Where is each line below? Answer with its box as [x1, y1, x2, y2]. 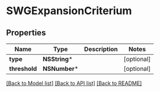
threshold [9, 65, 37, 73]
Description [84, 45, 119, 53]
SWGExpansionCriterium [6, 4, 132, 18]
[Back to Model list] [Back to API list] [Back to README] [6, 80, 142, 87]
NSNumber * [42, 65, 79, 73]
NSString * [42, 55, 73, 63]
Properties [6, 28, 46, 38]
